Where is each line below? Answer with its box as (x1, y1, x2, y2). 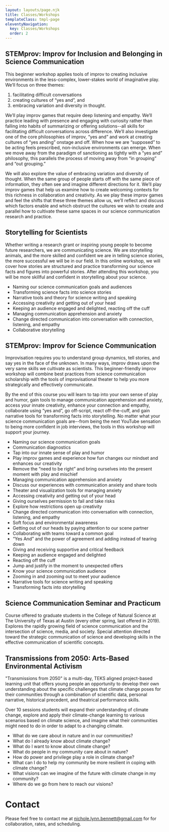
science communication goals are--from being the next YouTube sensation (5, 418, 161, 424)
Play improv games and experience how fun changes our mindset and (12, 455, 158, 461)
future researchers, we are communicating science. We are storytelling (5, 247, 153, 253)
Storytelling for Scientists (5, 228, 88, 237)
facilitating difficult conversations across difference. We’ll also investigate (5, 128, 158, 134)
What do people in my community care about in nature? (12, 749, 129, 755)
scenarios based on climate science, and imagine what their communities (5, 718, 158, 724)
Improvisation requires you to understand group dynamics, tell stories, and (5, 355, 160, 361)
